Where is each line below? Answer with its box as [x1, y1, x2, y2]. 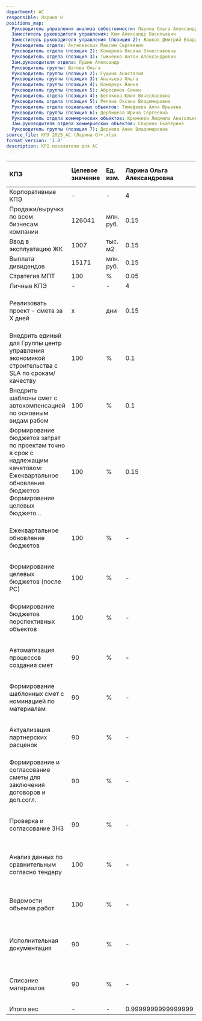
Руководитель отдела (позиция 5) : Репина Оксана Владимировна [11, 98, 171, 104]
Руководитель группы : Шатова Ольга [11, 64, 101, 71]
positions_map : [6, 20, 44, 26]
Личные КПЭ [9, 281, 47, 290]
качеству [9, 376, 37, 385]
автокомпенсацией [9, 401, 66, 409]
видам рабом [9, 416, 49, 424]
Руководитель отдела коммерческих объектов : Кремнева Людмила [11, 115, 171, 121]
